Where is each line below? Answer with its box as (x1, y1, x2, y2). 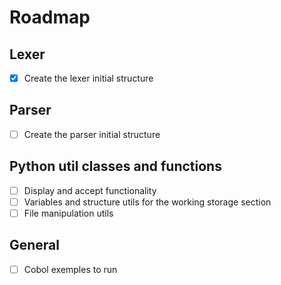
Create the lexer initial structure (23, 72, 154, 84)
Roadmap (9, 6, 91, 29)
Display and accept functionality (23, 184, 157, 196)
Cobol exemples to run (23, 263, 118, 275)
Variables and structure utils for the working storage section (23, 196, 272, 208)
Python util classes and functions (9, 158, 222, 175)
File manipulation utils (23, 207, 114, 219)
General (9, 237, 61, 254)
